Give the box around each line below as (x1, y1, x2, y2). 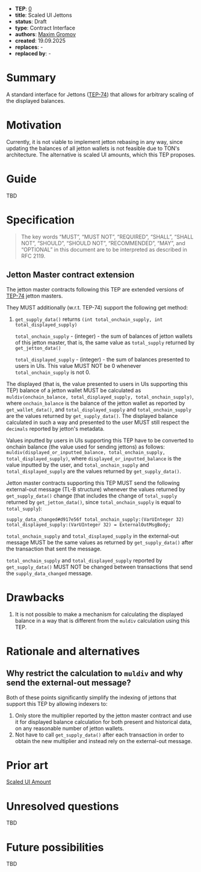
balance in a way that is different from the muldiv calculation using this (14, 617, 190, 624)
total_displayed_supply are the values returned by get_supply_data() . (6, 467, 182, 475)
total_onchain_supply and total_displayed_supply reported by (6, 556, 162, 564)
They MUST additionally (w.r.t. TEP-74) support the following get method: (6, 304, 188, 311)
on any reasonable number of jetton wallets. (14, 724, 125, 732)
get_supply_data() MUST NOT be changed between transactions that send (6, 563, 193, 570)
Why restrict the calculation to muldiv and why (6, 668, 184, 679)
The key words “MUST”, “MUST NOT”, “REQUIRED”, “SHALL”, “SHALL (20, 233, 194, 240)
